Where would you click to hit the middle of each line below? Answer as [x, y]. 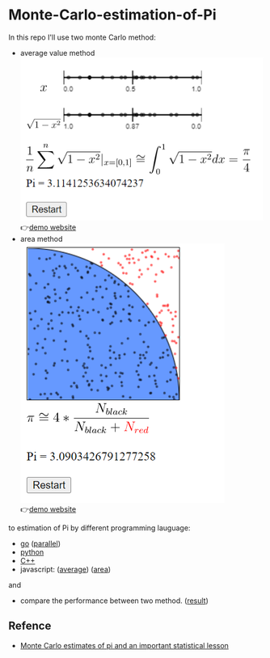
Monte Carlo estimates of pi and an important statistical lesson [124, 645]
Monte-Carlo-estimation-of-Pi [112, 15]
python [32, 552]
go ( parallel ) [40, 544]
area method [41, 239]
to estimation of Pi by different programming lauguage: [99, 528]
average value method [57, 53]
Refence [30, 626]
